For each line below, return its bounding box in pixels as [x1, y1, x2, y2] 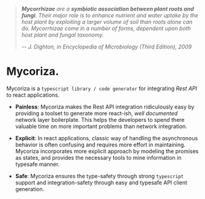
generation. [15, 185, 45, 192]
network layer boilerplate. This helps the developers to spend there [15, 116, 185, 123]
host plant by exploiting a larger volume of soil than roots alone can [21, 18, 193, 25]
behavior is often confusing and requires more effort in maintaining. [15, 141, 185, 148]
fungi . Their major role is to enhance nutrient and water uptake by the [21, 12, 199, 19]
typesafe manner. [15, 160, 60, 168]
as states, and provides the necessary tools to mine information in [15, 154, 182, 161]
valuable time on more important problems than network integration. [15, 122, 188, 130]
